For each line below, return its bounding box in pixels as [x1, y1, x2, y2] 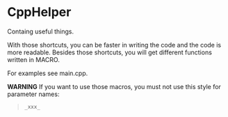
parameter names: [7, 90, 60, 98]
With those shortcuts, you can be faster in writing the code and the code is [7, 40, 221, 49]
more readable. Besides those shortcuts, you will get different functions [7, 48, 212, 56]
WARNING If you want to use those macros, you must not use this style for [7, 82, 221, 91]
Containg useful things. [7, 27, 74, 36]
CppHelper [7, 4, 72, 20]
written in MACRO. [7, 55, 60, 63]
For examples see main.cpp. [7, 69, 88, 77]
